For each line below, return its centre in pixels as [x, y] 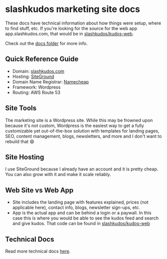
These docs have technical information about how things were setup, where [83, 23]
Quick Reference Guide [42, 59]
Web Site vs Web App [39, 190]
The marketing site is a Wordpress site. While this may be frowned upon [79, 120]
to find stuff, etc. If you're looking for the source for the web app [71, 28]
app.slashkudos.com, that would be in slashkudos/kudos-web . [70, 33]
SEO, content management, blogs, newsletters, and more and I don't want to [83, 136]
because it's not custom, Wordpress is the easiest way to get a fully [75, 125]
